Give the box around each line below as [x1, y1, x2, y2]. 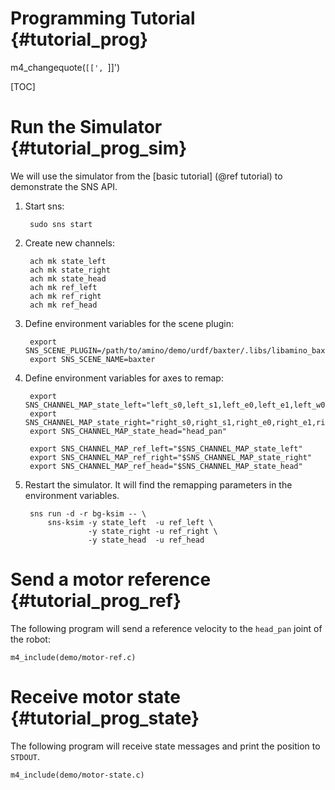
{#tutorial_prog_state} [10, 707, 200, 729]
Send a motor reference [10, 568, 212, 591]
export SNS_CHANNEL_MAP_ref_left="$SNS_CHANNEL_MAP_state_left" [29, 443, 303, 454]
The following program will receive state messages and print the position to [10, 740, 321, 752]
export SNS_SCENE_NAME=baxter [29, 354, 156, 364]
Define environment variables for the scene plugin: [24, 317, 234, 329]
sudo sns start [29, 219, 93, 229]
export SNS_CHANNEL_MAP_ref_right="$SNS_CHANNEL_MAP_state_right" [29, 452, 312, 462]
